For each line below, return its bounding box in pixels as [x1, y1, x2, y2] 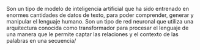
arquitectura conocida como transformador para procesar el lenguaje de [6, 24, 189, 31]
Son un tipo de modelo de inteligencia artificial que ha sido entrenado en [6, 5, 190, 12]
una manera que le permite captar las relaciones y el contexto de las [6, 31, 179, 38]
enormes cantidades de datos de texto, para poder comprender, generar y [6, 11, 194, 19]
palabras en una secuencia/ [6, 37, 76, 44]
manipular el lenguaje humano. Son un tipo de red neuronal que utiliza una [6, 18, 194, 25]
